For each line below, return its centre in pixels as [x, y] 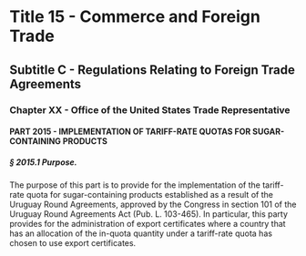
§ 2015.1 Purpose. [43, 162]
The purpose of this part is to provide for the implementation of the [135, 185]
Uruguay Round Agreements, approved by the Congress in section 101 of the [153, 205]
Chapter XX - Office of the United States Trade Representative [150, 109]
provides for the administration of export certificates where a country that [148, 224]
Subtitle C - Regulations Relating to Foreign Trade [153, 70]
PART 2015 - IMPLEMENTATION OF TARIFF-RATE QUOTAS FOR [130, 132]
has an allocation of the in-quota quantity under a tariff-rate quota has [141, 233]
